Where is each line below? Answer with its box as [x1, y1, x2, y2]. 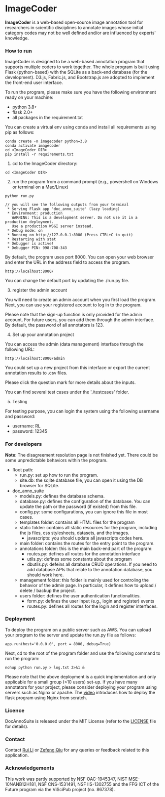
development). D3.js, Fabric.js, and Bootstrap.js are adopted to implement [5, 75, 155, 81]
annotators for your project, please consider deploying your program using [5, 684, 157, 690]
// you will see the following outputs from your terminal [5, 202, 129, 208]
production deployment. [5, 219, 54, 225]
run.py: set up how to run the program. [19, 472, 99, 478]
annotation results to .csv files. [5, 370, 67, 376]
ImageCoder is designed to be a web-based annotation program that [5, 59, 145, 65]
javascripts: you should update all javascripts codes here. [27, 535, 144, 541]
